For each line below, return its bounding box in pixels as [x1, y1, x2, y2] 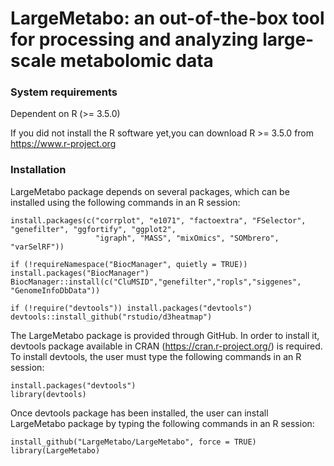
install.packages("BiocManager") [10, 268, 150, 278]
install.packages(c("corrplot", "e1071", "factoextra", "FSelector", [10, 215, 307, 226]
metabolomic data [59, 50, 214, 72]
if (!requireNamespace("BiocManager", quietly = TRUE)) [10, 259, 248, 269]
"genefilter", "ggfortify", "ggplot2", [10, 224, 177, 234]
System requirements [10, 85, 118, 99]
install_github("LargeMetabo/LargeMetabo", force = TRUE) [10, 437, 257, 447]
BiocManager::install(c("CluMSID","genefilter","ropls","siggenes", [10, 277, 302, 287]
